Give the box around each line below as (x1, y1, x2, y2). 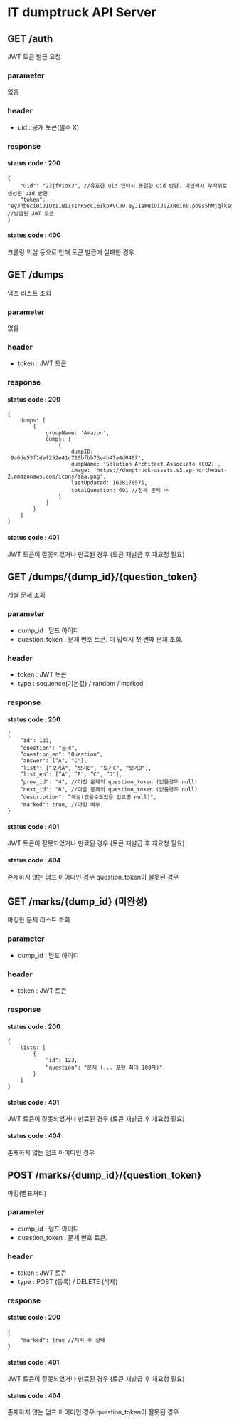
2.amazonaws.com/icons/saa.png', (7, 473, 107, 481)
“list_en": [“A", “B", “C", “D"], (20, 771, 122, 778)
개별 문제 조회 (7, 590, 46, 599)
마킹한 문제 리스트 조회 (7, 916, 70, 924)
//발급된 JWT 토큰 (7, 209, 55, 217)
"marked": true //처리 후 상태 (20, 1337, 105, 1344)
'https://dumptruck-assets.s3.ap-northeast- (93, 467, 228, 474)
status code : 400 (7, 231, 61, 239)
